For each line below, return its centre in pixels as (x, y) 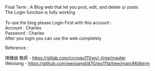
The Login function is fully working (40, 12)
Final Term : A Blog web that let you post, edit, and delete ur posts (72, 7)
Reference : (17, 48)
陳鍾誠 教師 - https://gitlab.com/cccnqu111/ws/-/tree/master (65, 58)
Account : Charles (23, 28)
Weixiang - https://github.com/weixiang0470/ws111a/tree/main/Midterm (77, 63)
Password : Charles (25, 33)
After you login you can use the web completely (53, 38)
